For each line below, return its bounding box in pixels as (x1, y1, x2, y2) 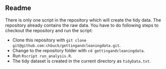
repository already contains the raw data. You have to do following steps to (5, 22, 159, 28)
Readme (5, 4, 31, 12)
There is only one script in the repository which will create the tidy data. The (5, 17, 162, 23)
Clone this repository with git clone (12, 37, 86, 43)
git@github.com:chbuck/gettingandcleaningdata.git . (12, 42, 121, 48)
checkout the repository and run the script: (5, 27, 93, 34)
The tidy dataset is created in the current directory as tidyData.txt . (12, 58, 151, 64)
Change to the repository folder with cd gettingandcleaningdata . (12, 47, 145, 53)
